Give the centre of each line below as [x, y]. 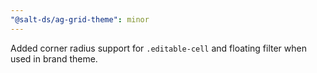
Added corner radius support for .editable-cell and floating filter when [158, 48]
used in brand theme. [54, 58]
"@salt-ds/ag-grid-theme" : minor [80, 19]
